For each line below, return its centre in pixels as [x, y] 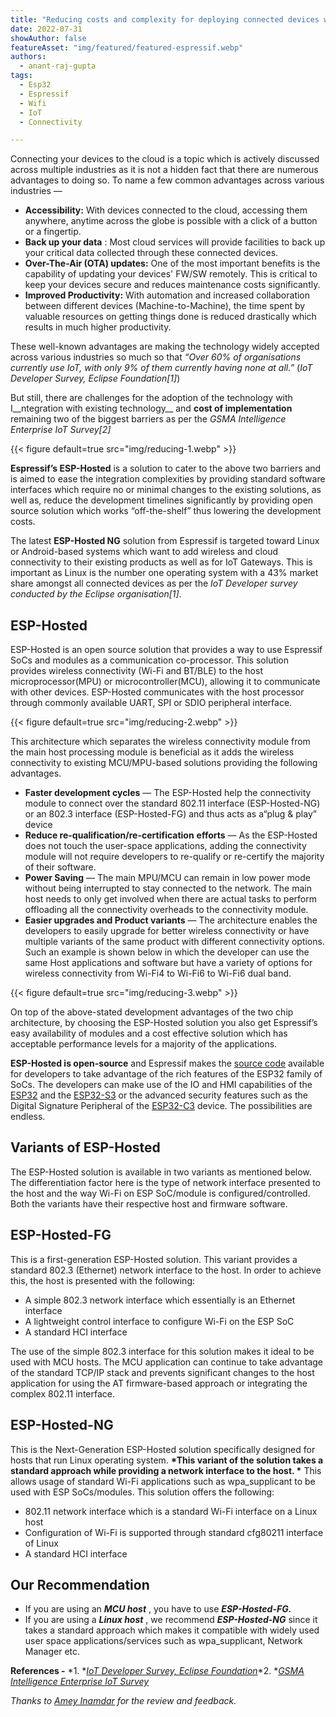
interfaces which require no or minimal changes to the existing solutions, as [166, 490]
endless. [28, 1117]
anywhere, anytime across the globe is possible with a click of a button [171, 221]
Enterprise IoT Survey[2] [61, 430]
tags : [21, 76]
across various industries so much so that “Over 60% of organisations [156, 357]
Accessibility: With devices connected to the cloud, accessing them [166, 210]
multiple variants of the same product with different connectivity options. [174, 942]
